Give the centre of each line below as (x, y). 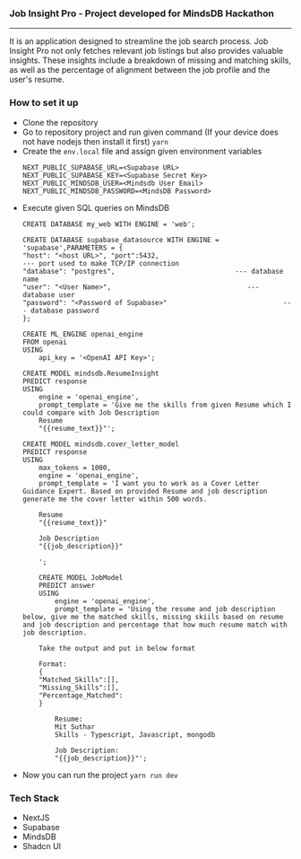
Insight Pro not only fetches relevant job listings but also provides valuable (146, 51)
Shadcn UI (41, 846)
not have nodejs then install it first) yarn (95, 141)
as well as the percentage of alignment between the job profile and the (140, 70)
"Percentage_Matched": (81, 695)
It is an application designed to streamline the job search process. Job (139, 41)
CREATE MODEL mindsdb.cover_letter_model (100, 444)
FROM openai (44, 342)
